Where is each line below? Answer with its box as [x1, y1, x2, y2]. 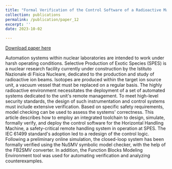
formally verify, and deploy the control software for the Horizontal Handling [5, 120, 164, 126]
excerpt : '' [5, 21, 31, 27]
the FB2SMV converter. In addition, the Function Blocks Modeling [5, 147, 143, 153]
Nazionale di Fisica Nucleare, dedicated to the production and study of [5, 71, 155, 77]
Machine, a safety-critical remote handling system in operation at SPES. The [5, 126, 166, 132]
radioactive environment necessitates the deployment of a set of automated [5, 87, 165, 93]
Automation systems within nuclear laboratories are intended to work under [5, 55, 165, 61]
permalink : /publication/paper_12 [5, 17, 79, 22]
